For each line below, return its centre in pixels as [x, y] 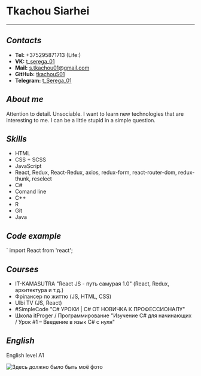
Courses [22, 269]
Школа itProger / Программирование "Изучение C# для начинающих [103, 315]
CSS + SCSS [31, 160]
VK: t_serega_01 [35, 61]
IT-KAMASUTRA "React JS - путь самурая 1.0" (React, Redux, [92, 284]
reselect [42, 179]
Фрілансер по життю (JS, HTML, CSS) [63, 296]
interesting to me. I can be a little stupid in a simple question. [81, 120]
